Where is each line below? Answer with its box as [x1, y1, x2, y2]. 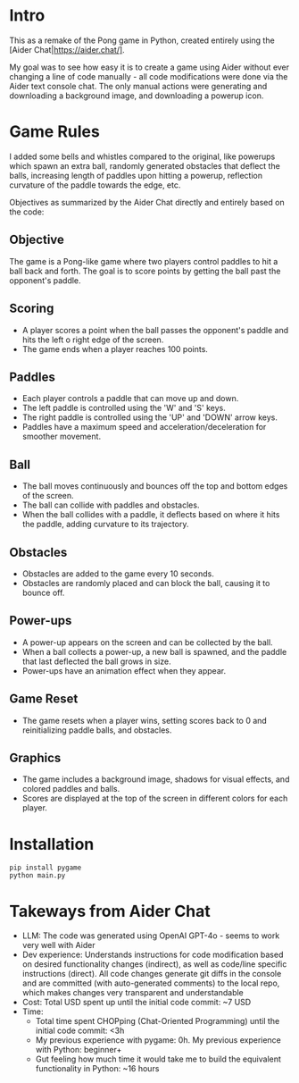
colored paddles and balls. [21, 784, 120, 794]
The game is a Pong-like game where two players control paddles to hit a [9, 256, 278, 266]
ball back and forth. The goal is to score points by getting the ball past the [9, 265, 281, 276]
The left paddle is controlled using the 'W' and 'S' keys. [21, 403, 226, 414]
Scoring [9, 301, 54, 316]
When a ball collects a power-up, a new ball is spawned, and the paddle [21, 646, 287, 657]
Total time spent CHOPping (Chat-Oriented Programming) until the [35, 1016, 280, 1027]
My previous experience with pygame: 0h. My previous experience [35, 1035, 281, 1045]
